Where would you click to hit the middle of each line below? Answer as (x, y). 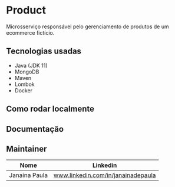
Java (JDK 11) (31, 65)
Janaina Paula (29, 175)
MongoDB (27, 72)
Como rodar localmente (50, 109)
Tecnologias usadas (44, 51)
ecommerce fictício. (30, 32)
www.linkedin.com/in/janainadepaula (105, 175)
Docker (24, 90)
